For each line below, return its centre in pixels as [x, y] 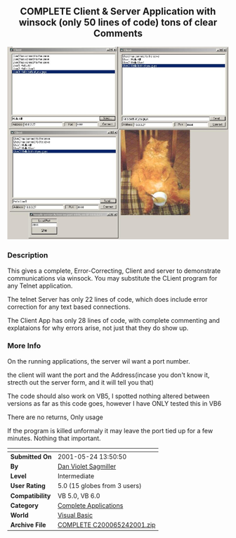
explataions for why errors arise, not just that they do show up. [98, 328]
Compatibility [31, 496]
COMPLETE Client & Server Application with [118, 12]
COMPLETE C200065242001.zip [106, 525]
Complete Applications [90, 505]
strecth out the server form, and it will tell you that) [81, 382]
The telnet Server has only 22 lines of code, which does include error [107, 299]
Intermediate [76, 476]
